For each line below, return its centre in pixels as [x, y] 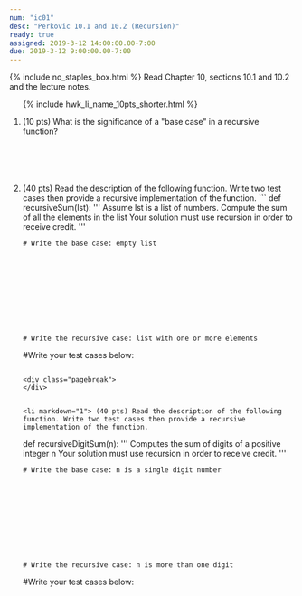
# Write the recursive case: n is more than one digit [128, 565]
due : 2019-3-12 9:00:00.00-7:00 [70, 52]
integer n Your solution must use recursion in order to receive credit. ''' [154, 454]
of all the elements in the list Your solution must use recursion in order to [157, 217]
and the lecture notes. [50, 87]
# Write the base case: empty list [90, 244]
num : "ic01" [32, 18]
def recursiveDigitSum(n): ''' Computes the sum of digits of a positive [151, 444]
